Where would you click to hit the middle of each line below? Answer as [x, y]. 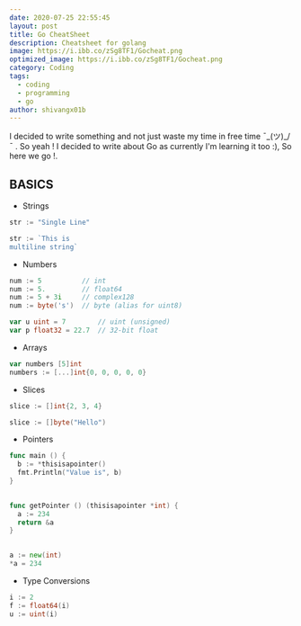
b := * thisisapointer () [62, 464]
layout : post [34, 26]
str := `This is [40, 238]
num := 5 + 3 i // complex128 [72, 298]
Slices [34, 389]
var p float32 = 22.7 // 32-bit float [84, 331]
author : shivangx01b [48, 110]
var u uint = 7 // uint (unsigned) [90, 322]
